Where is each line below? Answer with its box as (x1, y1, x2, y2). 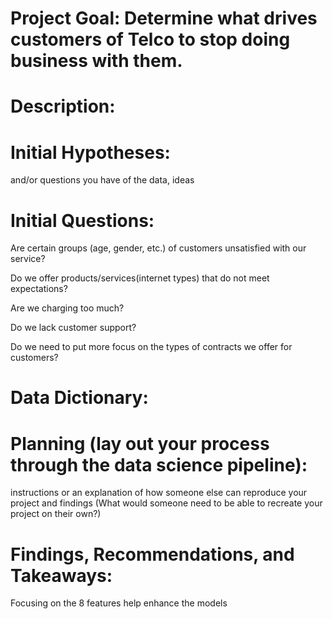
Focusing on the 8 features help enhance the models (10, 597, 228, 609)
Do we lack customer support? (10, 322, 137, 334)
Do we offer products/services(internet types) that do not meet (10, 272, 270, 284)
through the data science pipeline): (10, 453, 308, 476)
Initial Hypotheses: (10, 141, 171, 164)
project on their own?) (10, 508, 102, 520)
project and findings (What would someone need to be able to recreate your (10, 497, 323, 509)
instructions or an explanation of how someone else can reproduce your (10, 487, 308, 499)
